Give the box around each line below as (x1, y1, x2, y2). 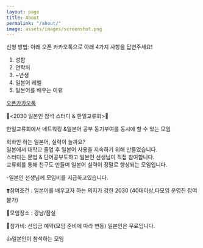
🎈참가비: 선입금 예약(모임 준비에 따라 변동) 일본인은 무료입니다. (6, 222, 155, 230)
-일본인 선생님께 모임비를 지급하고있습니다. (6, 174, 109, 181)
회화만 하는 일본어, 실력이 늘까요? (6, 138, 86, 146)
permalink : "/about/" (6, 20, 62, 26)
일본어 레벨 (15, 79, 42, 86)
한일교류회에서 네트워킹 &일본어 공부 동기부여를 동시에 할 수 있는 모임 (6, 125, 171, 133)
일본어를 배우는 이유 (15, 86, 63, 94)
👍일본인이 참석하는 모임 (6, 235, 64, 243)
